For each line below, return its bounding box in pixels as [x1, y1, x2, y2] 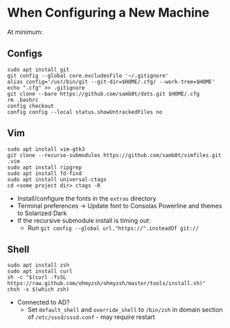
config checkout [7, 102, 54, 109]
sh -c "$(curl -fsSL [7, 274, 67, 281]
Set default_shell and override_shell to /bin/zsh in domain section [27, 306, 223, 314]
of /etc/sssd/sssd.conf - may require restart [27, 313, 155, 321]
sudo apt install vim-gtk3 [7, 145, 85, 153]
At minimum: [7, 28, 44, 36]
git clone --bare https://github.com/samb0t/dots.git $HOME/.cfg [7, 90, 200, 98]
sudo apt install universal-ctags [7, 176, 107, 183]
